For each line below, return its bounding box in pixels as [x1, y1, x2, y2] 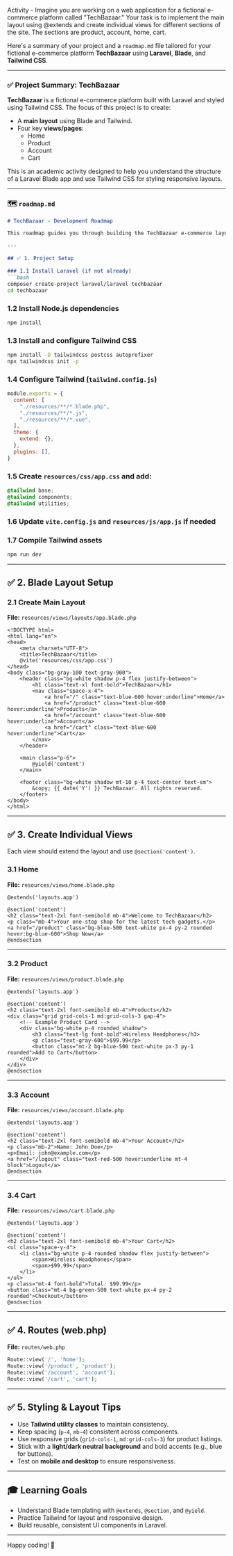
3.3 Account [7, 1090, 50, 1100]
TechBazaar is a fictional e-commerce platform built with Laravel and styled [7, 96, 225, 104]
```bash [7, 274, 30, 281]
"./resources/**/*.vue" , [19, 416, 92, 423]
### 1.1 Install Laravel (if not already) [7, 268, 132, 275]
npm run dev [7, 551, 42, 558]
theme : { [13, 429, 39, 436]
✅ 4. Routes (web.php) [7, 1324, 107, 1336]
